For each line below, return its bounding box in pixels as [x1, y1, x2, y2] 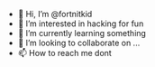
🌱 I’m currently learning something [17, 28, 147, 38]
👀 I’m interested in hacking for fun [17, 18, 144, 29]
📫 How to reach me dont [17, 48, 113, 58]
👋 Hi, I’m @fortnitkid [17, 9, 93, 19]
